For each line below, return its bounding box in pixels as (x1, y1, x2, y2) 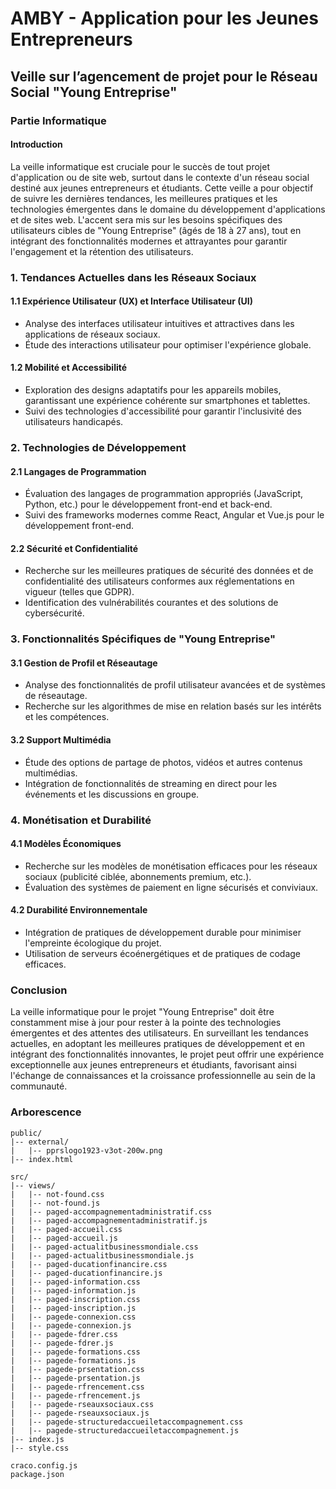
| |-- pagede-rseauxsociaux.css (10, 1399, 155, 1409)
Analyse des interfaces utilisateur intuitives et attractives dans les (24, 317, 295, 329)
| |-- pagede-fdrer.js (10, 1338, 114, 1348)
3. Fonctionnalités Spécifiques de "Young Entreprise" (10, 632, 276, 646)
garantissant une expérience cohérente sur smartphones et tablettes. (24, 395, 311, 407)
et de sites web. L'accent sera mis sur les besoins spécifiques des (10, 213, 283, 226)
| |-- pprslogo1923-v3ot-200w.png (10, 1145, 163, 1156)
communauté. (10, 1080, 68, 1092)
